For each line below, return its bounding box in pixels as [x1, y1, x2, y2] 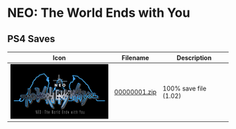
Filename [122, 53, 150, 62]
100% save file [162, 84, 207, 93]
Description [176, 53, 212, 62]
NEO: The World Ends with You [7, 5, 191, 21]
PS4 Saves [7, 33, 55, 45]
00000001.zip [114, 88, 157, 96]
